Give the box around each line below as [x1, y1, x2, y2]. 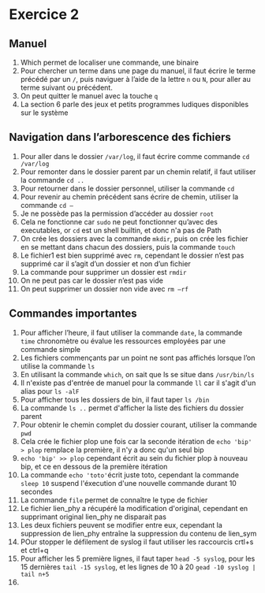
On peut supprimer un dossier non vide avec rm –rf [20, 284, 188, 293]
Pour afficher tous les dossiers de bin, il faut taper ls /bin [20, 395, 210, 404]
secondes [20, 487, 54, 496]
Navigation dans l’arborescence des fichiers [9, 131, 232, 144]
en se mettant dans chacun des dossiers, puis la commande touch [20, 242, 236, 251]
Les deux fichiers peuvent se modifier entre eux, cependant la [20, 520, 223, 529]
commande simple [20, 344, 81, 354]
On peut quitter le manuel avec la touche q [20, 91, 159, 100]
